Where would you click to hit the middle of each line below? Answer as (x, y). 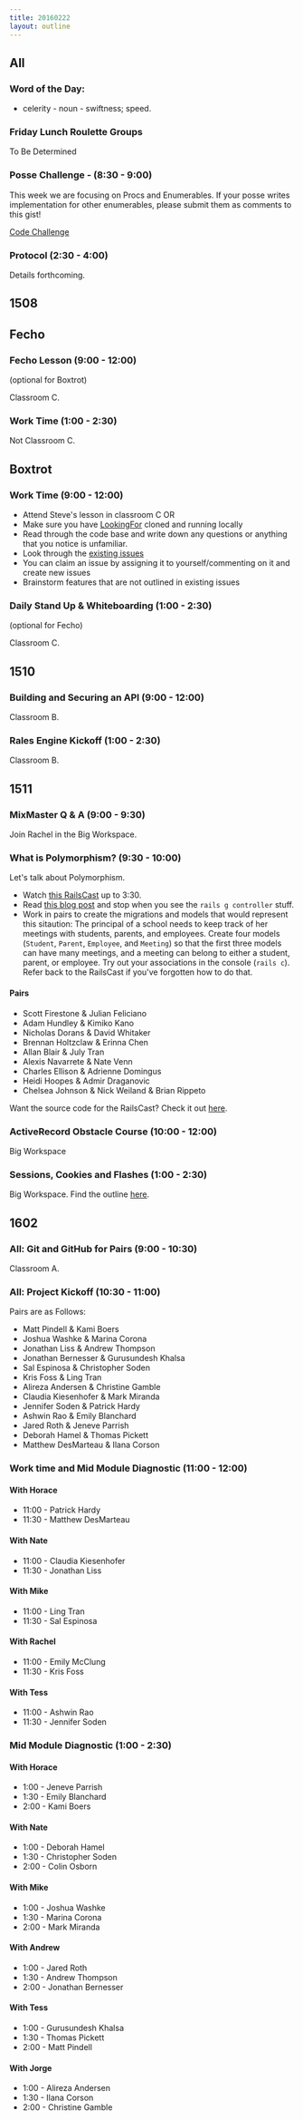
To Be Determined (43, 151)
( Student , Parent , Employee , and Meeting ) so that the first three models (152, 943)
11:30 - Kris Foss (53, 1671)
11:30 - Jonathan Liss (62, 1571)
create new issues (57, 573)
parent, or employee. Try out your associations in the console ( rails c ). (156, 963)
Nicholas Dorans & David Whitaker (86, 1032)
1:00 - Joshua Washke (64, 1907)
